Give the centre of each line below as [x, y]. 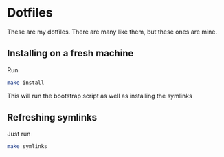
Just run [19, 134]
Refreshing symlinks [52, 117]
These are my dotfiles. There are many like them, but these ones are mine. [112, 32]
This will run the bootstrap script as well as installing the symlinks [100, 96]
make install [26, 83]
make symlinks [27, 147]
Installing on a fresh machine [70, 53]
